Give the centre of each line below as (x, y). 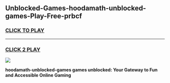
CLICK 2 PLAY (23, 49)
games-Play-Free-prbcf (44, 16)
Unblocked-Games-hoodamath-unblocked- (76, 8)
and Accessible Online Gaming (38, 75)
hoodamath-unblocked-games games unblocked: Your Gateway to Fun (81, 69)
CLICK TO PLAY (25, 31)
